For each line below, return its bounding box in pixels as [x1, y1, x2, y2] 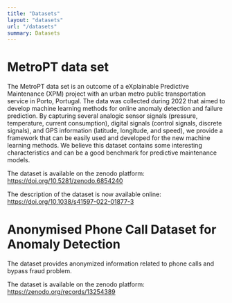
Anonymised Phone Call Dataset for [7, 222, 217, 238]
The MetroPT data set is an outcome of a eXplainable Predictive [7, 83, 189, 91]
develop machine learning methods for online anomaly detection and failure [7, 105, 223, 113]
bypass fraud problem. [7, 267, 72, 275]
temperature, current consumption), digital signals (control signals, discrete [7, 119, 222, 128]
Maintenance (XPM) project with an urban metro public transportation [7, 89, 206, 98]
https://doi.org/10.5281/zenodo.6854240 [7, 177, 123, 185]
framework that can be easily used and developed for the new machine [7, 134, 211, 142]
